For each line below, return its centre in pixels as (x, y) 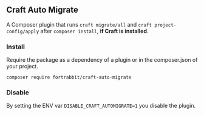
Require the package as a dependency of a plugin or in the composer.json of (102, 60)
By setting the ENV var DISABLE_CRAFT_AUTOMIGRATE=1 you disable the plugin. (101, 106)
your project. (22, 67)
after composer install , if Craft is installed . (94, 31)
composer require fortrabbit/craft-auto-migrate (69, 77)
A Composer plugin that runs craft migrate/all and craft (79, 24)
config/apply (23, 31)
